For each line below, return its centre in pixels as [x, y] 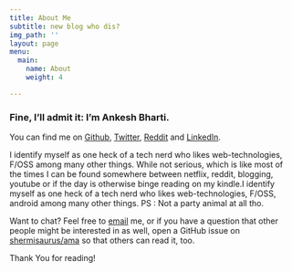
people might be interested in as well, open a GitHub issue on [125, 231]
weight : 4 [45, 78]
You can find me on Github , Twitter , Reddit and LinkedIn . [115, 137]
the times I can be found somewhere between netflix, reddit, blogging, [141, 174]
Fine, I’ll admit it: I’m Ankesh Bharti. [89, 117]
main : [28, 60]
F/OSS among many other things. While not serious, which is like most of [146, 164]
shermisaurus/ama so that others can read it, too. [102, 241]
